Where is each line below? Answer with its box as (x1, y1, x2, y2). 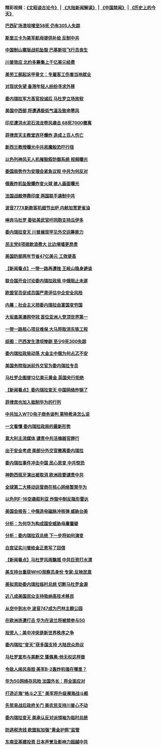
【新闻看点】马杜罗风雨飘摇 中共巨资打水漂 (5, 557, 92, 563)
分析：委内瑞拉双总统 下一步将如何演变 (5, 533, 84, 539)
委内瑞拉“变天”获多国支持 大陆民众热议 (5, 642, 84, 647)
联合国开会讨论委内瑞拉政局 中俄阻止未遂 (5, 278, 88, 284)
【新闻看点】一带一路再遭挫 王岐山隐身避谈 (5, 265, 92, 272)
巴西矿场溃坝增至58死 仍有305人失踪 (5, 23, 80, 29)
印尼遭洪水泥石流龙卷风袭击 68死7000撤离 (5, 120, 92, 126)
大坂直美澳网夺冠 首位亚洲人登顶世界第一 (5, 314, 88, 320)
